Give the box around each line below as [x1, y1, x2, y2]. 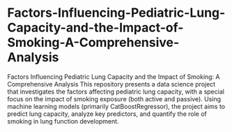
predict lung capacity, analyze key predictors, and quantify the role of [7, 110, 208, 118]
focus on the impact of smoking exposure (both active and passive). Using [7, 94, 222, 103]
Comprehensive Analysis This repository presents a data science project [7, 80, 216, 88]
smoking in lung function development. [7, 117, 120, 125]
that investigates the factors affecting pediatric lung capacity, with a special [7, 87, 225, 96]
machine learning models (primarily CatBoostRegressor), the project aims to [7, 102, 226, 110]
